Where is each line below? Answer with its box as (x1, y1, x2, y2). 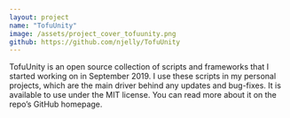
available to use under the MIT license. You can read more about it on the (9, 90, 278, 100)
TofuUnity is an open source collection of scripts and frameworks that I (9, 62, 270, 72)
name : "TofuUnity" (9, 21, 77, 30)
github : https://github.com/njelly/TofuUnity (9, 37, 180, 47)
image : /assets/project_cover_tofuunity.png (9, 29, 176, 38)
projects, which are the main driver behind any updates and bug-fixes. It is (9, 80, 282, 91)
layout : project (9, 12, 69, 22)
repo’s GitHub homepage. (9, 99, 103, 110)
